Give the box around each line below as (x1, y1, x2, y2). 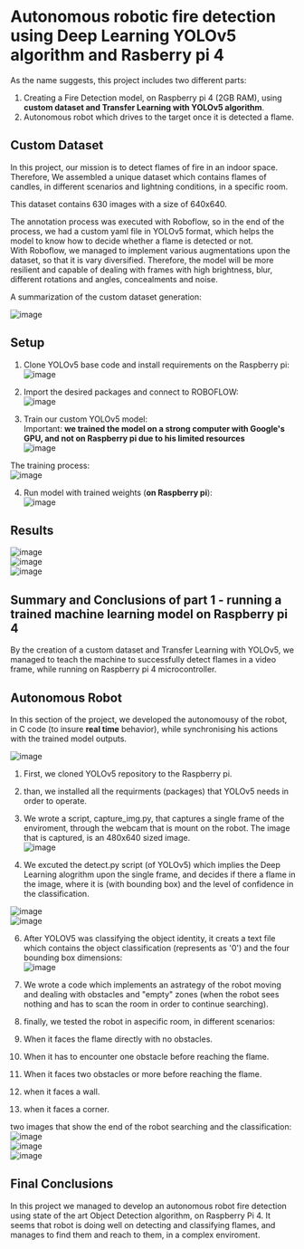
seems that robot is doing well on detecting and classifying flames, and (10, 1219, 276, 1230)
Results (10, 522, 54, 538)
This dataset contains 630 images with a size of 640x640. (10, 198, 227, 209)
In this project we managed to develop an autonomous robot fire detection (10, 1200, 288, 1211)
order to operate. (23, 796, 87, 806)
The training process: (10, 460, 90, 471)
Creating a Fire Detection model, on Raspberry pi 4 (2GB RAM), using (23, 92, 283, 103)
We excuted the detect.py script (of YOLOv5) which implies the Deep (23, 860, 281, 870)
